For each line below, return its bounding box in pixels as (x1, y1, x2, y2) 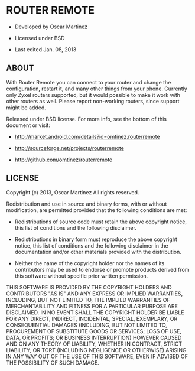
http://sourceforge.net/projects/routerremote (14, 144, 124, 151)
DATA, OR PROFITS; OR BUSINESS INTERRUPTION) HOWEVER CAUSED (6, 334, 182, 341)
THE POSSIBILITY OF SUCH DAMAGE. (6, 359, 99, 366)
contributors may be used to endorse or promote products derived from (14, 266, 190, 273)
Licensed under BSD (14, 34, 65, 41)
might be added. (6, 104, 46, 111)
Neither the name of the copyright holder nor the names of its (14, 259, 165, 266)
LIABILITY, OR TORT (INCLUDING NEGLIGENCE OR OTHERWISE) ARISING (6, 346, 187, 353)
